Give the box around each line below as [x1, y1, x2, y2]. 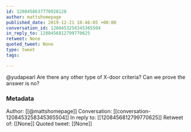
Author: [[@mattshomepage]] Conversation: [6, 107, 112, 114]
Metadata [6, 94, 34, 103]
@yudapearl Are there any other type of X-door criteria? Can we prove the [6, 73, 186, 80]
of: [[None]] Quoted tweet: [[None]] [6, 120, 93, 127]
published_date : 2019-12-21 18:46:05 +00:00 [6, 19, 117, 25]
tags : [6, 52, 19, 58]
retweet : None [6, 36, 41, 42]
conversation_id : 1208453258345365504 [6, 25, 101, 31]
